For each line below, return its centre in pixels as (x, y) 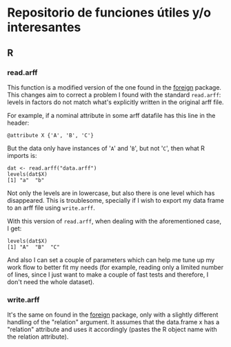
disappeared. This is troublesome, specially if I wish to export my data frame (116, 200)
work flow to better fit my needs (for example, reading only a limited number (115, 267)
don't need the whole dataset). (51, 281)
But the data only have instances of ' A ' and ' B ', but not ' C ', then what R (106, 148)
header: (18, 123)
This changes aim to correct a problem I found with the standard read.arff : (114, 95)
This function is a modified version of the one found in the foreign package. (114, 87)
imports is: (22, 155)
